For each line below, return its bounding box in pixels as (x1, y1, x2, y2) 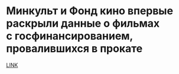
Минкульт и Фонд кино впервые (6, 4, 173, 18)
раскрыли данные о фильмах (6, 17, 160, 30)
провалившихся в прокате (6, 42, 143, 56)
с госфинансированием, (6, 30, 133, 43)
